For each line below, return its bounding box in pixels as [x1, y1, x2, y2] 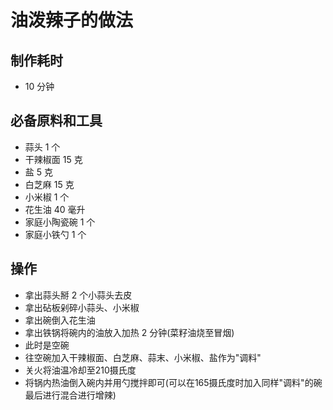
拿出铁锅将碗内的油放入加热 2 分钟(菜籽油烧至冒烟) [24, 326, 235, 338]
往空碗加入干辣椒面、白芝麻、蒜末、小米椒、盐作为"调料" [24, 351, 262, 363]
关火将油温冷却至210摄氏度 [24, 364, 137, 376]
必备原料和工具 [10, 112, 103, 130]
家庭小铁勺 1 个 [24, 228, 87, 240]
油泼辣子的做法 [10, 9, 134, 32]
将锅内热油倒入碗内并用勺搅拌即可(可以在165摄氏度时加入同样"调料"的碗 [24, 376, 323, 388]
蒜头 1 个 [24, 141, 61, 153]
